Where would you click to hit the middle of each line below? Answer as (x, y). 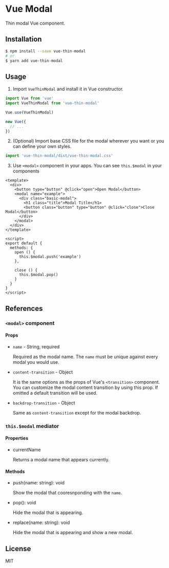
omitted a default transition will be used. (55, 393)
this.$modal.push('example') (50, 257)
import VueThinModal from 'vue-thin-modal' (52, 103)
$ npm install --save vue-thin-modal (46, 51)
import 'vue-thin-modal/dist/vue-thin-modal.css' (59, 156)
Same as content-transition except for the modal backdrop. (77, 413)
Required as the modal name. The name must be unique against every (85, 357)
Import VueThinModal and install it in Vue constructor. (68, 89)
